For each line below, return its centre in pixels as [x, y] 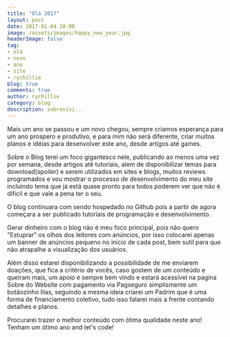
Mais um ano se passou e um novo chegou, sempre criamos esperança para [115, 129]
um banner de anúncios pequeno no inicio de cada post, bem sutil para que [114, 242]
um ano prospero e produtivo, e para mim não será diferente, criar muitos [111, 136]
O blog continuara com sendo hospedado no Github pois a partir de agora [112, 206]
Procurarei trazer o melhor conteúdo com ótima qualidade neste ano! [105, 320]
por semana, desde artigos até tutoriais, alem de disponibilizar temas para [112, 164]
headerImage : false [35, 39]
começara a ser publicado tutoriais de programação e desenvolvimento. [109, 214]
